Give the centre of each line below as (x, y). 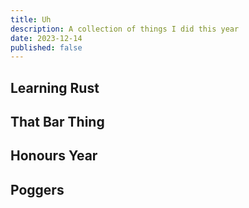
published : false (46, 47)
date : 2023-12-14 (46, 38)
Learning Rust (55, 87)
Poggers (37, 189)
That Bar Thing (57, 122)
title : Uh (31, 19)
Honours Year (54, 156)
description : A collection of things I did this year (125, 29)
